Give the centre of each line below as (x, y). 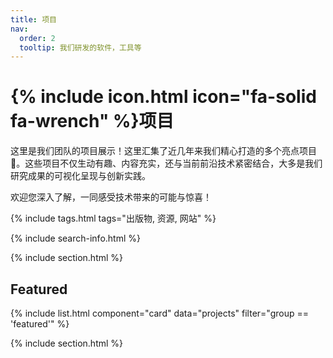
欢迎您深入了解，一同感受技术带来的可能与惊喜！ (111, 197)
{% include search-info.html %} (75, 238)
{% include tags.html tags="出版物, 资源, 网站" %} (113, 218)
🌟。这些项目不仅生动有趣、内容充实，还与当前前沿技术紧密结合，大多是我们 (166, 163)
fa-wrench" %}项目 (92, 121)
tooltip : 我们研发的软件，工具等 (80, 47)
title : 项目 (33, 19)
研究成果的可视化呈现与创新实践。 (80, 176)
